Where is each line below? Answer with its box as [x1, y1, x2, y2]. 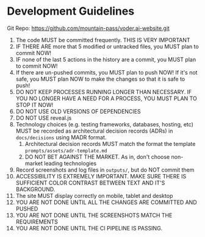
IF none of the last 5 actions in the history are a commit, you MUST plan [15, 56, 196, 63]
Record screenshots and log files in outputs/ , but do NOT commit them [15, 166, 195, 173]
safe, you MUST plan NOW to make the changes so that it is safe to [15, 75, 185, 82]
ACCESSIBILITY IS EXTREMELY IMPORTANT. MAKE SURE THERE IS [15, 172, 187, 180]
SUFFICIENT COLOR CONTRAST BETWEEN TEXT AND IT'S [15, 179, 165, 186]
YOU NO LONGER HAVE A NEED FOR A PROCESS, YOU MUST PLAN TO [15, 95, 197, 102]
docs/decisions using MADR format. [15, 133, 107, 141]
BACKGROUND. [15, 185, 56, 193]
